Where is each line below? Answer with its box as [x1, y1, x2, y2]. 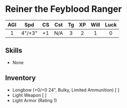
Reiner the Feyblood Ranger [5, 3, 122, 15]
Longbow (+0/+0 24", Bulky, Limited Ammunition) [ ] [12, 87, 120, 93]
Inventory [5, 74, 36, 82]
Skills [5, 46, 22, 55]
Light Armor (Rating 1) [12, 97, 57, 103]
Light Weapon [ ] [12, 92, 47, 98]
